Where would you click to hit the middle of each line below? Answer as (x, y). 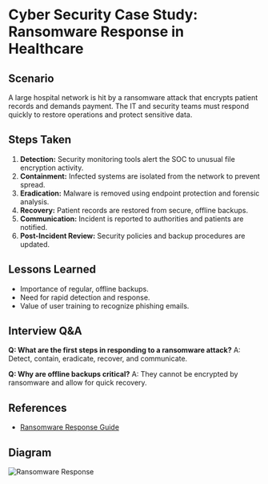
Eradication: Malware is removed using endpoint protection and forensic (140, 193)
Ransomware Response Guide (70, 427)
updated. (35, 244)
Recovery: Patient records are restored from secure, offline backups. (134, 210)
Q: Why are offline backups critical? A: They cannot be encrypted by (123, 374)
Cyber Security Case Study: (103, 15)
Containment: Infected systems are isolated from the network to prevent (140, 176)
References (38, 407)
